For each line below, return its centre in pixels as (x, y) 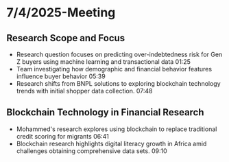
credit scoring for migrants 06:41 (62, 136)
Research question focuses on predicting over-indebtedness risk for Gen (119, 54)
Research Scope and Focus (66, 38)
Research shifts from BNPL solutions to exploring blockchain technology (118, 83)
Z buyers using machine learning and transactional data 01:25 (104, 62)
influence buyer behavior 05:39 (61, 76)
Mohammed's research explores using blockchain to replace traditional (117, 129)
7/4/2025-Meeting (61, 13)
